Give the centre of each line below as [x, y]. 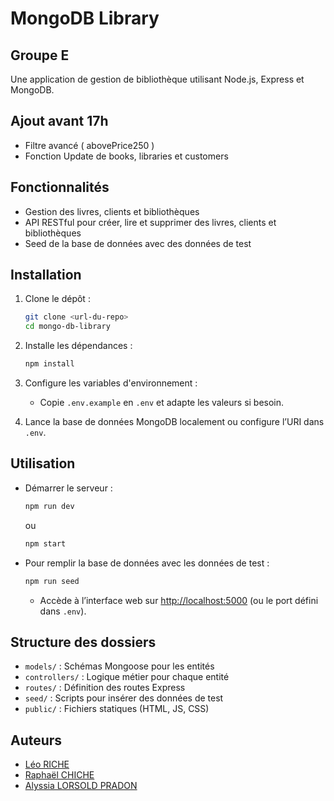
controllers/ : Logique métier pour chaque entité [127, 677]
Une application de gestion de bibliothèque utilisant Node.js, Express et [157, 79]
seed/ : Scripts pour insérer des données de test [124, 698]
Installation [46, 275]
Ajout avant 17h [59, 121]
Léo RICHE [47, 764]
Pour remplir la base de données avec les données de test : [147, 563]
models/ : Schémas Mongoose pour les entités [119, 666]
